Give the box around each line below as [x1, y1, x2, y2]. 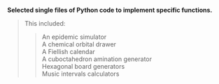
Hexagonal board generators [41, 62, 125, 70]
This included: [24, 19, 66, 27]
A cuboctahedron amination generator [41, 55, 153, 63]
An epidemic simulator [41, 33, 107, 41]
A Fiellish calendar [41, 48, 96, 56]
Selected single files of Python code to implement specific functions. [7, 6, 213, 14]
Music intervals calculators [41, 69, 120, 78]
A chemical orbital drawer [41, 40, 117, 48]
